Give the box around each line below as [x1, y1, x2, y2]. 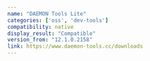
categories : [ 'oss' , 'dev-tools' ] [7, 17, 109, 24]
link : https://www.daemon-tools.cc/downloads [7, 43, 143, 50]
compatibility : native [7, 23, 74, 30]
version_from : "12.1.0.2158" [7, 36, 93, 43]
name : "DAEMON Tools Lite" [7, 10, 87, 18]
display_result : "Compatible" [7, 29, 96, 37]
